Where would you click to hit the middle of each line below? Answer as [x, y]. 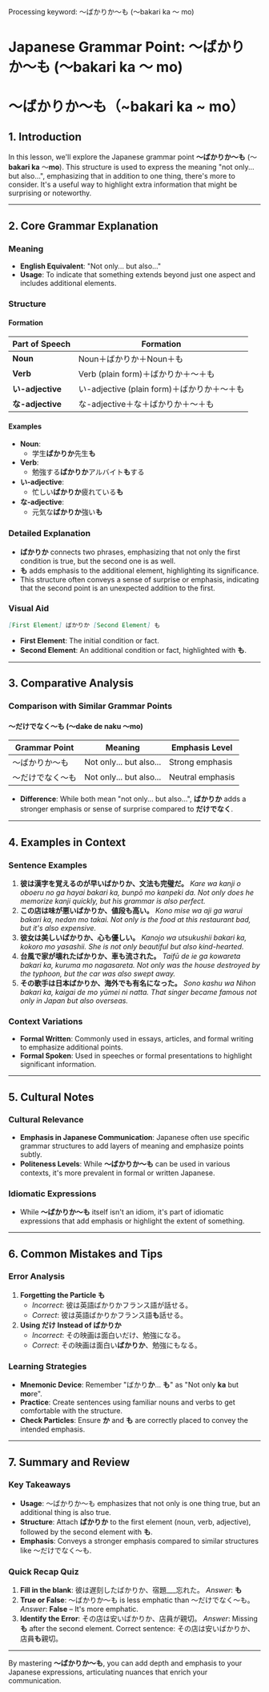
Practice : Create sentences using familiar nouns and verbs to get [127, 1402]
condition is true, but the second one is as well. [98, 561]
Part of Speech [41, 344]
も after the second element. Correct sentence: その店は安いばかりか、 [137, 1629]
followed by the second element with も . [86, 1532]
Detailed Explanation [49, 534]
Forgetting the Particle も [62, 1295]
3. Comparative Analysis [71, 683]
